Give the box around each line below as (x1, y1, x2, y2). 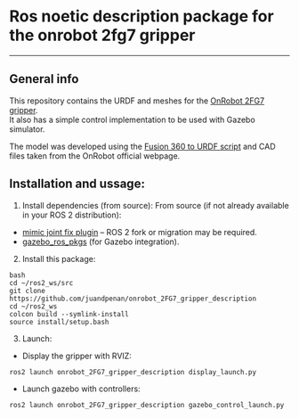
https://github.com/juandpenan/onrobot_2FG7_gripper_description (9, 294, 256, 303)
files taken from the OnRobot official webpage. (9, 150, 181, 161)
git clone (9, 286, 46, 295)
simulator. (9, 123, 45, 135)
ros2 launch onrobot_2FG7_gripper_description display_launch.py (9, 367, 256, 376)
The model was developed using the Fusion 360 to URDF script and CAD (9, 141, 276, 152)
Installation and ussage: (9, 176, 145, 192)
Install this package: (21, 253, 96, 264)
